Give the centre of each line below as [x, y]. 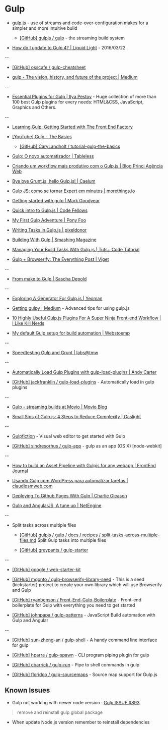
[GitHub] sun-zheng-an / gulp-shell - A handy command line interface [85, 640]
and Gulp [21, 590]
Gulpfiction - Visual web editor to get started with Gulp [68, 436]
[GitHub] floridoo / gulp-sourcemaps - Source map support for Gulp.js [85, 675]
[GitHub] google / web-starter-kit [46, 569]
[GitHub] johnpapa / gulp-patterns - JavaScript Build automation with [83, 615]
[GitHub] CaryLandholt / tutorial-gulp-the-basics [70, 146]
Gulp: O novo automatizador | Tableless [53, 156]
